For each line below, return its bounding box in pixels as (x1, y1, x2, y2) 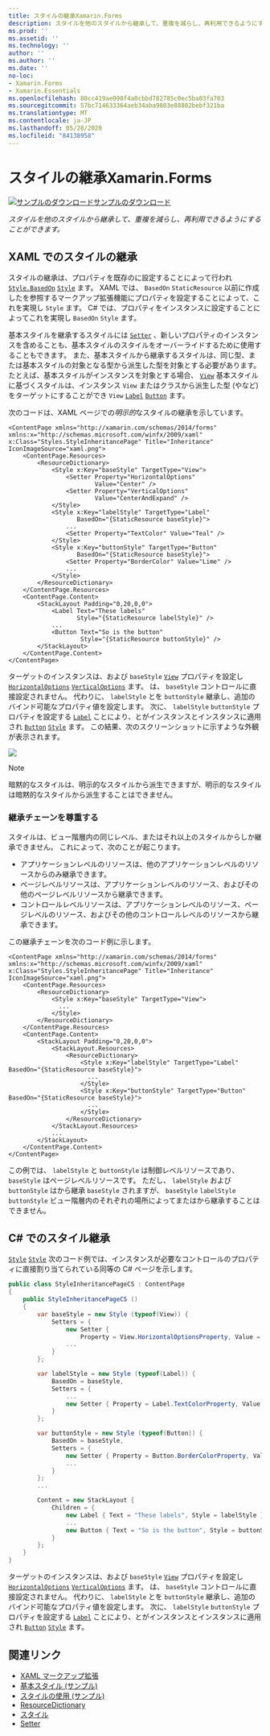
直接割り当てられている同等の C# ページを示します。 (22, 1264, 197, 1274)
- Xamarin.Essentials (8, 86, 81, 95)
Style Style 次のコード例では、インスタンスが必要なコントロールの (8, 1254, 231, 1264)
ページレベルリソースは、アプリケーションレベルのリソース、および (19, 879, 245, 889)
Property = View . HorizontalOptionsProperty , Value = (80, 1332, 261, 1341)
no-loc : (8, 72, 35, 80)
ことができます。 (8, 224, 64, 234)
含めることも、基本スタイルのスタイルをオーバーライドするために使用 (22, 340, 255, 350)
